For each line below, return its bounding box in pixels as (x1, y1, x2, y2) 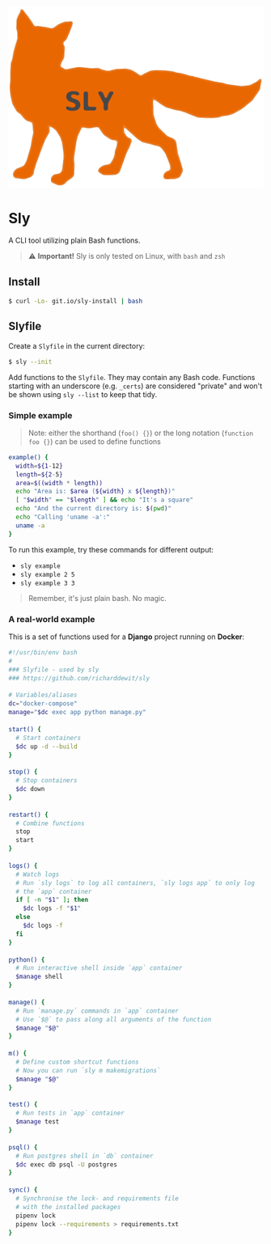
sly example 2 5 (19, 570, 75, 578)
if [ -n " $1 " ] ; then (15, 896, 89, 904)
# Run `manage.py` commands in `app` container (15, 1006, 180, 1015)
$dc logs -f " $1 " (23, 904, 82, 912)
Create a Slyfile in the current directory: (8, 341, 146, 350)
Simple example (8, 409, 73, 421)
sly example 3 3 (19, 579, 75, 587)
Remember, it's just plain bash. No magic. (28, 593, 167, 603)
